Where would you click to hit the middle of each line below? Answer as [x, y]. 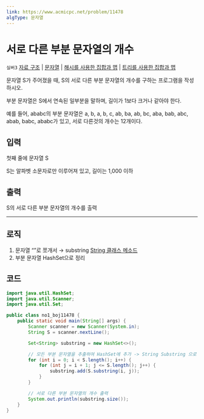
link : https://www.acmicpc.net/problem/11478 [65, 12]
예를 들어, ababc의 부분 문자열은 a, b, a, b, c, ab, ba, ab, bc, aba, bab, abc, [97, 114]
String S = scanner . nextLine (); [69, 332]
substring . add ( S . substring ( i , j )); [94, 371]
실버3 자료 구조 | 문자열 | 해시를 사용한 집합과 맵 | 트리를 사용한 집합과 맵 [91, 67]
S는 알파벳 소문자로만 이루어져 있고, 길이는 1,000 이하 [70, 171]
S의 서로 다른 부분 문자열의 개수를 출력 [52, 208]
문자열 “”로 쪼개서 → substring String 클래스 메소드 [76, 250]
